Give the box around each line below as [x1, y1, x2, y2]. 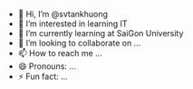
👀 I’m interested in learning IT [17, 18, 129, 29]
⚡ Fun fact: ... [17, 71, 68, 82]
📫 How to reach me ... [17, 48, 102, 58]
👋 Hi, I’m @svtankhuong [17, 9, 109, 19]
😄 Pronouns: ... [17, 61, 77, 72]
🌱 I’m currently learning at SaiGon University [17, 28, 184, 38]
